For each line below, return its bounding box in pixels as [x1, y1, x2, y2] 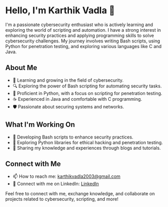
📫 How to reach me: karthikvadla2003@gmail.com [12, 173, 121, 179]
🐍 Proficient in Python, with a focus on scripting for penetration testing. [12, 90, 162, 96]
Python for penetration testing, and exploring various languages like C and [5, 43, 162, 49]
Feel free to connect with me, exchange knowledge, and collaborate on [5, 191, 155, 197]
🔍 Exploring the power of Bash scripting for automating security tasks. [12, 83, 162, 89]
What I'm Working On [5, 120, 75, 129]
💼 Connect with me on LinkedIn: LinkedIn [12, 181, 99, 187]
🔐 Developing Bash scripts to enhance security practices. [12, 134, 134, 140]
